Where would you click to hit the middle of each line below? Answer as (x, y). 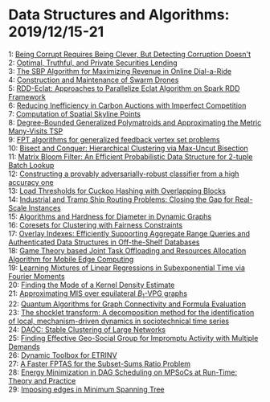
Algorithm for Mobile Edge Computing (71, 259)
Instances (45, 207)
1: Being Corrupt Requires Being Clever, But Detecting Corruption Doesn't (130, 54)
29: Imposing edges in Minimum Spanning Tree (86, 389)
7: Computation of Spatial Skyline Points (74, 113)
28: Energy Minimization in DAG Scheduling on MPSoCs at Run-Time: (123, 372)
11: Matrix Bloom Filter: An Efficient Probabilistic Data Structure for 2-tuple (131, 156)
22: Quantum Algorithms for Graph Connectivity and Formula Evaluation (127, 304)
